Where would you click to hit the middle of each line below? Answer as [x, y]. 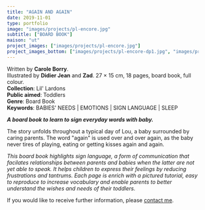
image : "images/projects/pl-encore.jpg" [59, 29]
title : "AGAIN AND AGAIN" [40, 12]
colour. [16, 82]
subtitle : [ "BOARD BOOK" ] [40, 35]
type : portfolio [27, 23]
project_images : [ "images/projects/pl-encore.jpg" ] [74, 46]
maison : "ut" [23, 40]
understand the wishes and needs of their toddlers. [71, 188]
